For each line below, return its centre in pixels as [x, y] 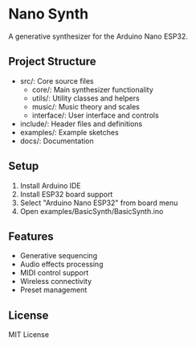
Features [31, 236]
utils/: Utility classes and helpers [86, 98]
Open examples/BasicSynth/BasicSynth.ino [92, 211]
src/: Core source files [57, 80]
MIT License [29, 335]
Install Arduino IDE [51, 185]
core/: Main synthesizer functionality [93, 89]
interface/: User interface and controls [95, 115]
